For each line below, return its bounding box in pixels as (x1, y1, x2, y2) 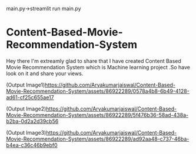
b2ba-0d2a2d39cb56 (6, 118, 59, 125)
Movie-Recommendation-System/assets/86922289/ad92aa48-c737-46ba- (6, 135, 190, 142)
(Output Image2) (6, 105, 46, 112)
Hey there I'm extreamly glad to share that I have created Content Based (6, 57, 181, 64)
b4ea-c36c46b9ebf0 (6, 141, 58, 149)
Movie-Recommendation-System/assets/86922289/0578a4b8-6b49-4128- (6, 88, 190, 95)
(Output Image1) (6, 81, 45, 88)
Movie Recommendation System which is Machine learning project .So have (6, 63, 190, 71)
